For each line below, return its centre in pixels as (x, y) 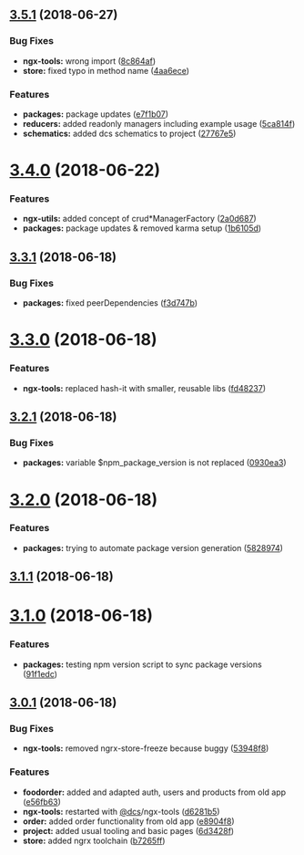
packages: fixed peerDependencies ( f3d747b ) (110, 303)
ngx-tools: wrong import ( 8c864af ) (89, 61)
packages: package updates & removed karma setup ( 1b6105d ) (142, 228)
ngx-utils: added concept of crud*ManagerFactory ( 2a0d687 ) (139, 219)
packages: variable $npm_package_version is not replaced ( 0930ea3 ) (154, 463)
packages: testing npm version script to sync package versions (142, 664)
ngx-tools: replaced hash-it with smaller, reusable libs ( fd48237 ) (144, 388)
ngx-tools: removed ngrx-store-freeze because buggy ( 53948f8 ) (146, 748)
